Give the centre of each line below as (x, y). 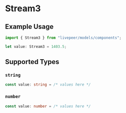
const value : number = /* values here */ (48, 106)
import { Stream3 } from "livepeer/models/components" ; (63, 38)
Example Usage (29, 27)
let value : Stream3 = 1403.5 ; (36, 46)
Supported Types (32, 62)
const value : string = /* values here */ (48, 85)
